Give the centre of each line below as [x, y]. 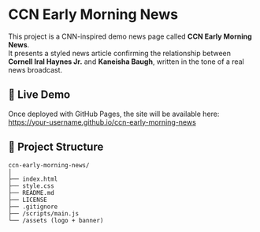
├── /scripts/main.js [44, 213]
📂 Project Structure [56, 147]
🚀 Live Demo [39, 95]
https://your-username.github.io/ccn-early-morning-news [102, 122]
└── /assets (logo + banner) [56, 220]
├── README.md [32, 193]
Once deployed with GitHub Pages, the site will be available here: [114, 114]
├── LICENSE [28, 200]
